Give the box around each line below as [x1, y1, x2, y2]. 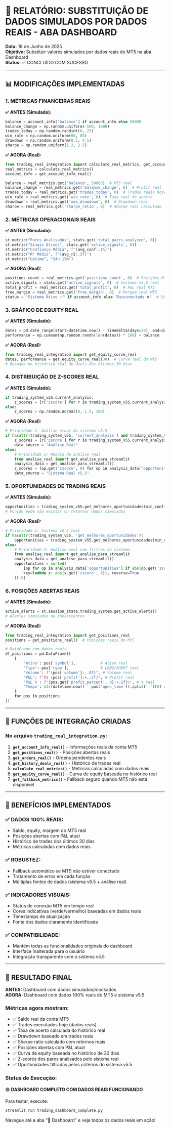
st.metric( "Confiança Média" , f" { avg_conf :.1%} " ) [5, 247, 112, 252]
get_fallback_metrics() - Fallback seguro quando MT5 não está [12, 776, 148, 782]
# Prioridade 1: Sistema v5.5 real [5, 528, 80, 533]
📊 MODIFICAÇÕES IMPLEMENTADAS [5, 80, 125, 89]
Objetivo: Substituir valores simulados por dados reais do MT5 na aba [5, 49, 152, 55]
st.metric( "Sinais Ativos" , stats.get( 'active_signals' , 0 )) [5, 242, 137, 247]
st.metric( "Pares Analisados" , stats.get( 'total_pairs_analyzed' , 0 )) [5, 238, 157, 243]
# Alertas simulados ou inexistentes [5, 613, 85, 618]
